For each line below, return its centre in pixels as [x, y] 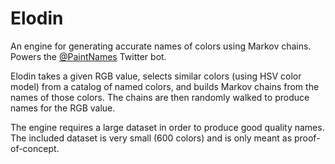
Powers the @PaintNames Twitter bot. [88, 56]
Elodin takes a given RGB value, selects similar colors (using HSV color [156, 76]
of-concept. [35, 148]
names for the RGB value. [63, 108]
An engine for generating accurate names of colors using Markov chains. [161, 46]
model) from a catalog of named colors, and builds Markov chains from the [165, 86]
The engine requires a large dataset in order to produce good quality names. [167, 127]
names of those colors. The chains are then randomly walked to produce [160, 97]
